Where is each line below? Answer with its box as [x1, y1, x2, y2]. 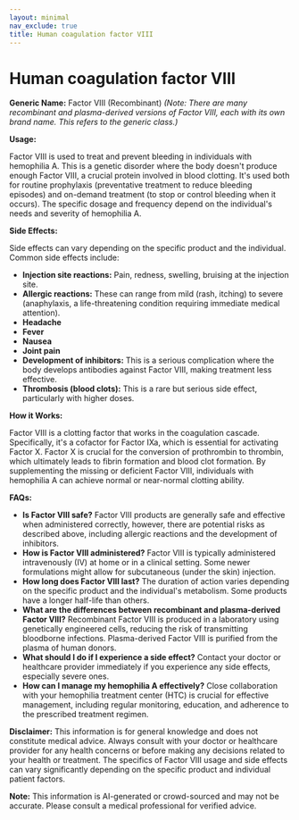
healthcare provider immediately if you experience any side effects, [21, 662, 270, 673]
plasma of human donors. [21, 642, 117, 653]
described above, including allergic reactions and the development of [21, 529, 278, 540]
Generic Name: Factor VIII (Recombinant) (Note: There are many [9, 97, 248, 108]
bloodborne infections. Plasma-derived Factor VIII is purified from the [21, 633, 278, 644]
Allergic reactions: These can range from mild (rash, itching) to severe [21, 289, 284, 299]
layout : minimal [9, 13, 70, 22]
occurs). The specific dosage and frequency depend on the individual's [9, 198, 272, 210]
